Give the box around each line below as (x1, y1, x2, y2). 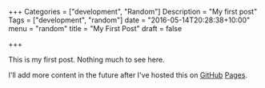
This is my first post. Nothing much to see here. (8, 55, 166, 64)
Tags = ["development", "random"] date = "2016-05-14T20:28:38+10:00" (8, 15, 251, 25)
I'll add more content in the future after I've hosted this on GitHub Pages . (8, 70, 248, 79)
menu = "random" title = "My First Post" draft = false (8, 24, 183, 33)
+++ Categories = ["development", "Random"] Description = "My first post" (8, 7, 258, 16)
